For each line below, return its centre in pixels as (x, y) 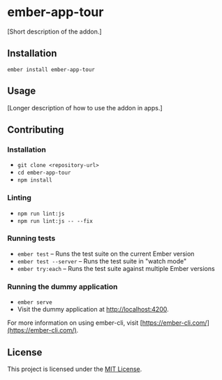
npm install (35, 180)
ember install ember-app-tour (51, 70)
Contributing (36, 130)
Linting (19, 198)
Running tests (31, 238)
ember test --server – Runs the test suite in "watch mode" (102, 261)
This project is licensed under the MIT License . (75, 369)
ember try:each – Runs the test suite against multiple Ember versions (116, 268)
